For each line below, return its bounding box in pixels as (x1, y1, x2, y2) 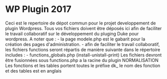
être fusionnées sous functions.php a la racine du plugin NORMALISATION (5, 57, 159, 63)
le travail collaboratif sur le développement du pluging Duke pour (5, 30, 139, 36)
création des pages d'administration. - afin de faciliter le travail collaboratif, (5, 41, 160, 47)
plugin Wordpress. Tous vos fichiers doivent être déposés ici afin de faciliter (5, 25, 162, 31)
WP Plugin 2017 (5, 3, 71, 15)
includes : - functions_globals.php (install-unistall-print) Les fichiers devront (5, 51, 162, 58)
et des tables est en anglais (5, 67, 61, 73)
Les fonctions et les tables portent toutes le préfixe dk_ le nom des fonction (5, 62, 160, 68)
